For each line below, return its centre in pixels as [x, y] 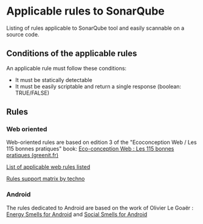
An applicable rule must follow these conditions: [66, 68]
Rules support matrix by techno [46, 179]
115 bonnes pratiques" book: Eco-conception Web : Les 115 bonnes [90, 149]
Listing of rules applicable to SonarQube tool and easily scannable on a [95, 28]
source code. [23, 34]
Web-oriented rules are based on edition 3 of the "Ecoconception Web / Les [101, 142]
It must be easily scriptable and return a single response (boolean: [98, 86]
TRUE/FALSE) [32, 93]
